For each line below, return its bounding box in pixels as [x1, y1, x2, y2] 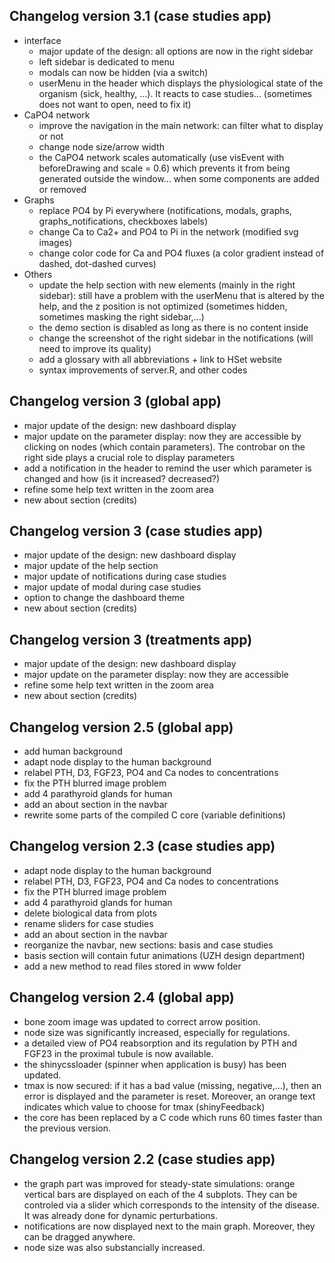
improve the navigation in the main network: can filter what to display [38, 119, 324, 131]
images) [38, 236, 73, 248]
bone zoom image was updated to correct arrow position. [23, 1015, 261, 1028]
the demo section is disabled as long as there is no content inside [38, 321, 309, 333]
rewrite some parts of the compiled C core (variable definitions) [23, 809, 286, 821]
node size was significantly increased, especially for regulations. [23, 1026, 291, 1038]
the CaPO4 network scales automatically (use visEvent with [38, 151, 285, 163]
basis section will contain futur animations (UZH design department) [23, 949, 306, 961]
